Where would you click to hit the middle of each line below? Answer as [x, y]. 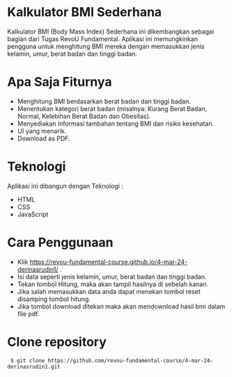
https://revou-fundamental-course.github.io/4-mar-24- [109, 262]
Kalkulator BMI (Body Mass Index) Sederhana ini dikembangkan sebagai [111, 31]
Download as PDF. [44, 138]
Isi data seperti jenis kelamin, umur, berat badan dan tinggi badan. [112, 276]
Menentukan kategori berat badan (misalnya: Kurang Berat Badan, [112, 108]
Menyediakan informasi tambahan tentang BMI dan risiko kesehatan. [116, 124]
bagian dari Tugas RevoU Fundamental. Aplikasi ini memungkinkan [103, 38]
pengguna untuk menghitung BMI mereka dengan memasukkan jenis [106, 46]
